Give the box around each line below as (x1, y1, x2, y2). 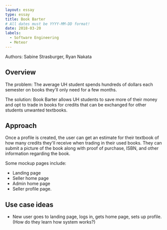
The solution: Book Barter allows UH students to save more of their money (5, 96, 158, 102)
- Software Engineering (9, 35, 59, 40)
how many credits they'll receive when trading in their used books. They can (5, 140, 162, 146)
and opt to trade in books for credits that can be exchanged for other (5, 101, 147, 107)
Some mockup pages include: (5, 160, 66, 166)
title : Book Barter (5, 16, 46, 21)
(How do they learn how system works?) (12, 219, 96, 225)
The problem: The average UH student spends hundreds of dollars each (5, 81, 153, 87)
